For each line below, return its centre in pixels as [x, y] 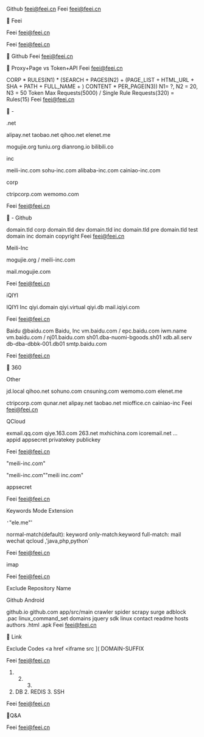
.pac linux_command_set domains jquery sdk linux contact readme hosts [97, 618]
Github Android [25, 600]
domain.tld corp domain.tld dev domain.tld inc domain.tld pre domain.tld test [102, 229]
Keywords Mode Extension [40, 511]
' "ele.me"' [19, 522]
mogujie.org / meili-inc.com [41, 260]
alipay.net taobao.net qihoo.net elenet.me [58, 135]
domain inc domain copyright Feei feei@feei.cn [65, 236]
